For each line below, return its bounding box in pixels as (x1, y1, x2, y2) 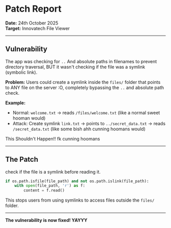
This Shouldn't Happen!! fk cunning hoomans (5, 135, 100, 141)
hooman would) (12, 115, 46, 121)
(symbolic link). (5, 69, 38, 75)
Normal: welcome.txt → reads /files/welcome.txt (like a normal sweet (12, 109, 160, 116)
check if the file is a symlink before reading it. (5, 168, 101, 175)
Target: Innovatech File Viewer (5, 25, 70, 31)
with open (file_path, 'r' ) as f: (14, 183, 85, 188)
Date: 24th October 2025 (5, 20, 59, 26)
